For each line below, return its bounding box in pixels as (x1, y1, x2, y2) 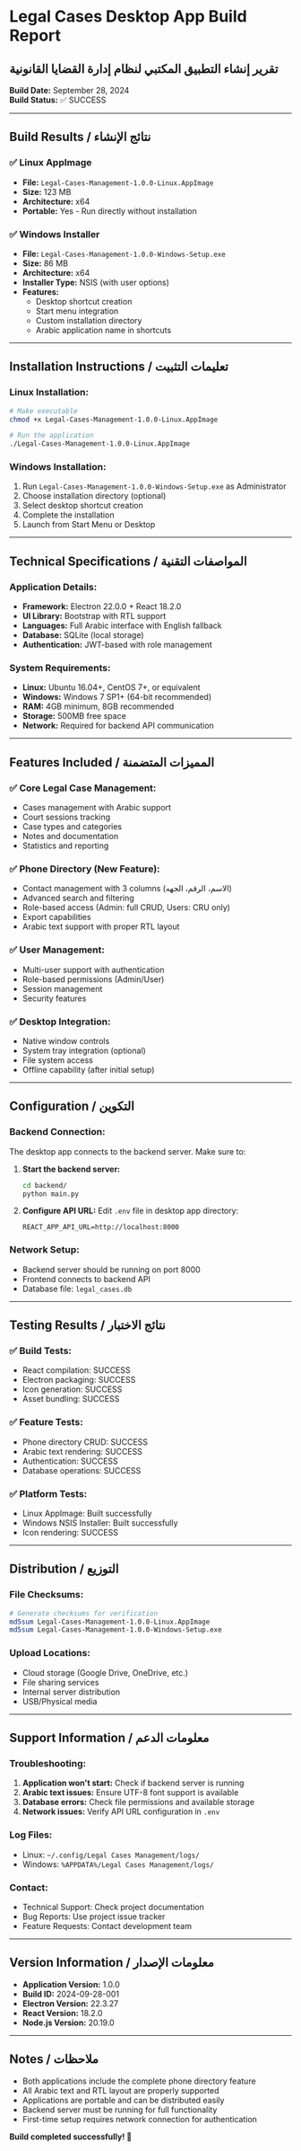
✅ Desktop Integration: (9, 1015, 111, 1028)
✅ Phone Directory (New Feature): (9, 863, 160, 875)
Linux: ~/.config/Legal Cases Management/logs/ (21, 1849, 200, 1860)
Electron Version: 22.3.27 (21, 1997, 119, 2009)
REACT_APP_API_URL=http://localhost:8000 (21, 1223, 179, 1232)
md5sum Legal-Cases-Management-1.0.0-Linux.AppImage (9, 1617, 211, 1626)
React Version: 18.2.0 (21, 2007, 103, 2018)
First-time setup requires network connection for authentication (21, 2113, 258, 2124)
